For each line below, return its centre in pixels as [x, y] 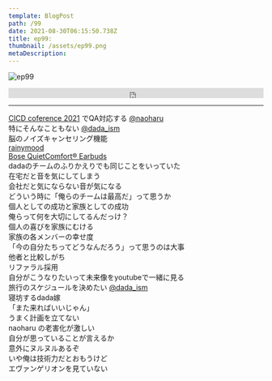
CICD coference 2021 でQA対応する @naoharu [86, 118]
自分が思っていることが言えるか [62, 338]
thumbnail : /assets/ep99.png [57, 46]
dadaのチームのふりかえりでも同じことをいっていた [94, 166]
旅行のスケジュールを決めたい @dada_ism [78, 287]
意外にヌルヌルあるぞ [44, 348]
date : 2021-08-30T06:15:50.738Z [63, 31]
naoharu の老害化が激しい [52, 328]
